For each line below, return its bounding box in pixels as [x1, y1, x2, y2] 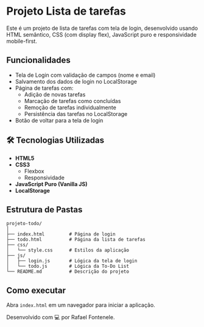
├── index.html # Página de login [6, 231, 116, 237]
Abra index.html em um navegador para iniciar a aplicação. [6, 301, 155, 309]
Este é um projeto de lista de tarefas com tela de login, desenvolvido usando [6, 24, 198, 32]
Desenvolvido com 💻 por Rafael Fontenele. [6, 314, 115, 321]
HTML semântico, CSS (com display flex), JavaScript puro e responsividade [6, 31, 197, 38]
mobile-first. [6, 37, 38, 45]
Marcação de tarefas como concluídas [24, 97, 121, 104]
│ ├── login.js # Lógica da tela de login [6, 258, 138, 264]
